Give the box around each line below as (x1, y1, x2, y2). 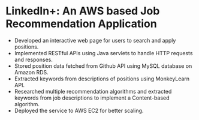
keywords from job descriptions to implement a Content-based (14, 94, 170, 101)
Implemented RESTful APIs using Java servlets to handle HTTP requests (14, 49, 193, 56)
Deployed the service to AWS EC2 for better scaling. (14, 107, 144, 114)
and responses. (14, 56, 53, 63)
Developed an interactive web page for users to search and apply (14, 37, 176, 44)
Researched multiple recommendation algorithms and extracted (14, 88, 172, 95)
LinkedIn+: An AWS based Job (5, 4, 160, 18)
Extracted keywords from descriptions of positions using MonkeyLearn (14, 75, 190, 82)
